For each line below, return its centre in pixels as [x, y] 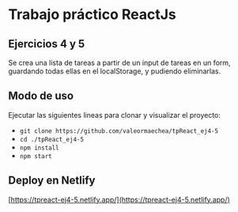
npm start [36, 156]
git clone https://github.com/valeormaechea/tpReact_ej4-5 [119, 131]
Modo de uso [41, 96]
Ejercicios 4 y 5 [47, 44]
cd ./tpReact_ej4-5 [52, 139]
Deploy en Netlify [52, 181]
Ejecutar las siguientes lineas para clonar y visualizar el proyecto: [115, 115]
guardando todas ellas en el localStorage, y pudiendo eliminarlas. [115, 71]
